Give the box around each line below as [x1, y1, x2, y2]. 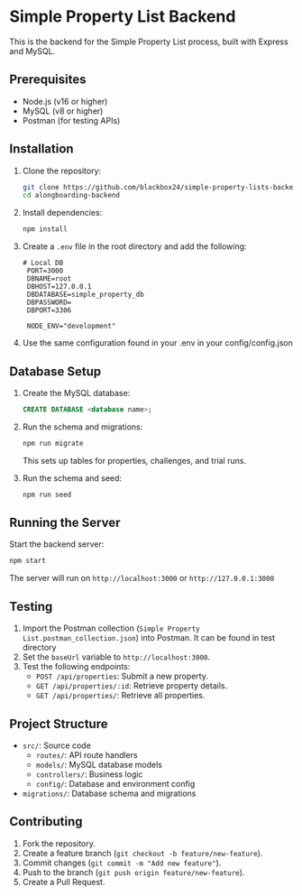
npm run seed [22, 490, 72, 499]
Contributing [9, 814, 83, 829]
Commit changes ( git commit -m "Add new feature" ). [22, 857, 222, 868]
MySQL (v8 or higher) [22, 106, 104, 116]
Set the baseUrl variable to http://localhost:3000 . [22, 651, 211, 662]
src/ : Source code [22, 740, 92, 751]
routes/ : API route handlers [35, 749, 138, 760]
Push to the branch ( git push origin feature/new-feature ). [22, 866, 245, 877]
